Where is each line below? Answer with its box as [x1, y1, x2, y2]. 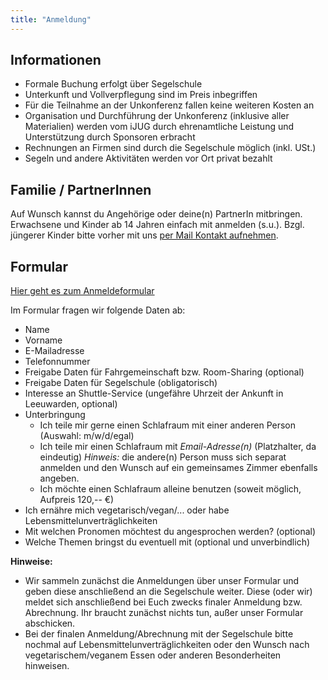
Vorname [24, 334, 63, 346]
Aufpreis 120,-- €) [39, 494, 115, 506]
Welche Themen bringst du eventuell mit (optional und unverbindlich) [24, 536, 311, 548]
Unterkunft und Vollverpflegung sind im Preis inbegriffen [24, 89, 258, 101]
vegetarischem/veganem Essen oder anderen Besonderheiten [24, 649, 282, 661]
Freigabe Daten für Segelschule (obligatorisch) [24, 377, 218, 389]
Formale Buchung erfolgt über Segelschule [24, 78, 203, 90]
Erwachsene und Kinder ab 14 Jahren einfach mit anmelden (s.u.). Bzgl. [10, 219, 305, 231]
